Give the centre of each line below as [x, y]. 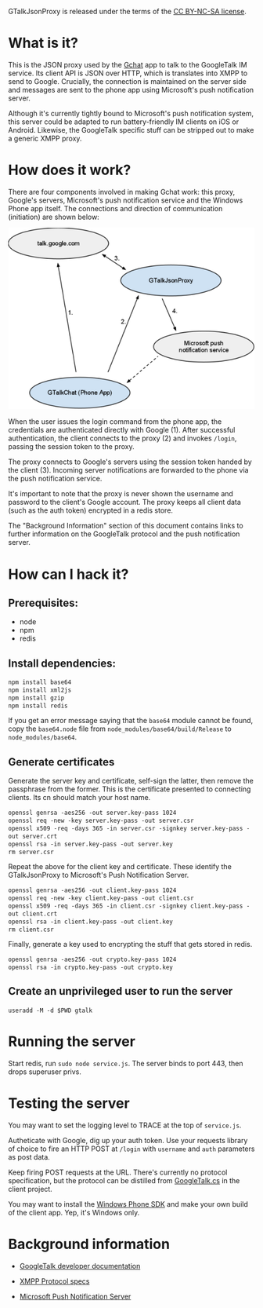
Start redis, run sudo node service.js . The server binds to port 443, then [126, 1063]
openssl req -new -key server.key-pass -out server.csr [101, 821]
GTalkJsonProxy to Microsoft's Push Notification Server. [99, 875]
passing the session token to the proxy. [71, 447]
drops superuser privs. [45, 1072]
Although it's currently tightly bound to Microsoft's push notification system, [131, 113]
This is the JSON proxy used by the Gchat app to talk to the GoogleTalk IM [128, 64]
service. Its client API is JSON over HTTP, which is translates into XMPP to [128, 73]
